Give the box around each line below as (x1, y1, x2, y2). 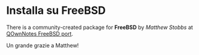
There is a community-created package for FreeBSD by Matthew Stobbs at (6, 24, 194, 31)
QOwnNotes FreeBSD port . (6, 30, 74, 37)
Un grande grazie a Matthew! (6, 42, 79, 49)
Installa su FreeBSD (6, 4, 106, 18)
